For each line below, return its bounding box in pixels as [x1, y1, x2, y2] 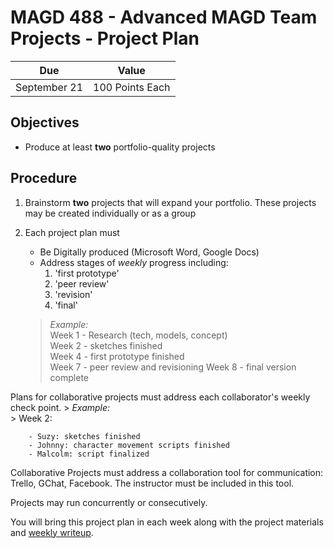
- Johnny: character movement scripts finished [28, 440, 230, 450]
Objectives [10, 114, 80, 131]
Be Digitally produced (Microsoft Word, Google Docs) [39, 246, 260, 258]
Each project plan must [24, 226, 120, 238]
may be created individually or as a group [24, 207, 197, 219]
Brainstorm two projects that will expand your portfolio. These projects [24, 196, 317, 208]
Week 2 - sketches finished [49, 339, 163, 351]
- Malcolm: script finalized [28, 449, 150, 459]
